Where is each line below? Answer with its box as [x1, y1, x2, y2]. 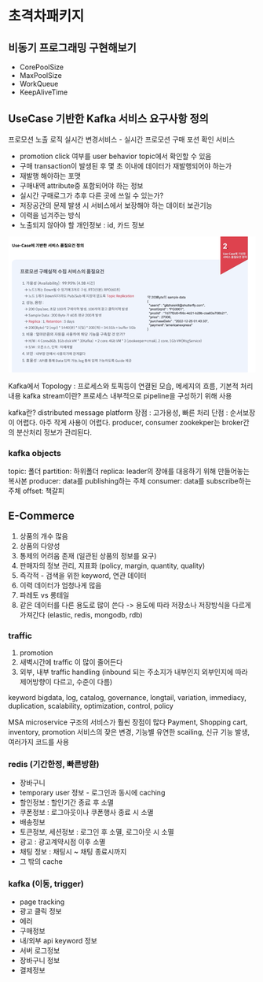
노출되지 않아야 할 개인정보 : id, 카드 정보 [19, 220, 145, 229]
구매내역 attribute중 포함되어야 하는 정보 [19, 180, 144, 190]
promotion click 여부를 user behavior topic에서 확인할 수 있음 [19, 151, 212, 161]
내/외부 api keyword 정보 [19, 936, 98, 945]
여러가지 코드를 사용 [8, 737, 69, 747]
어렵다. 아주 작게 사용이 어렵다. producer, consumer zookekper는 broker [16, 417, 243, 427]
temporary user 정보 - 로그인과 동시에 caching [19, 788, 166, 798]
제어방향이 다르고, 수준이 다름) [19, 677, 113, 687]
